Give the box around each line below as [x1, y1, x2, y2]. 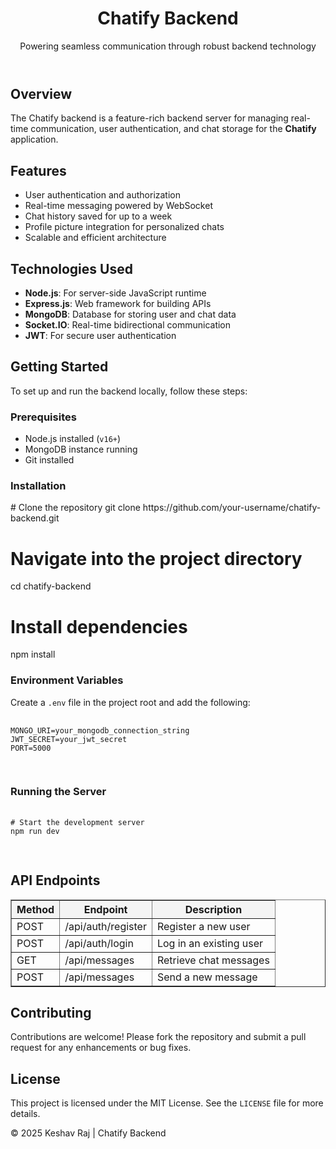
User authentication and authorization [24, 189, 182, 201]
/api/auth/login [64, 936, 134, 950]
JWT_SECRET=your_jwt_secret [10, 734, 128, 744]
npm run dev [10, 826, 60, 836]
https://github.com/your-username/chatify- [142, 502, 322, 514]
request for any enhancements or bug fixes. [10, 1042, 192, 1054]
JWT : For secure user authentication [24, 329, 177, 341]
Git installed [24, 454, 75, 466]
